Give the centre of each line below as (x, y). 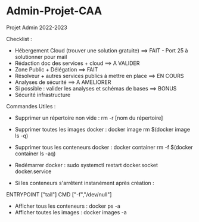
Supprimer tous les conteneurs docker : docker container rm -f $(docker (104, 147)
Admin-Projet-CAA (54, 11)
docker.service (33, 171)
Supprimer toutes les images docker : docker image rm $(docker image (102, 129)
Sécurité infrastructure (43, 95)
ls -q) (21, 136)
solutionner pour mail (41, 57)
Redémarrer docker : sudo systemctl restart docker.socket (86, 165)
